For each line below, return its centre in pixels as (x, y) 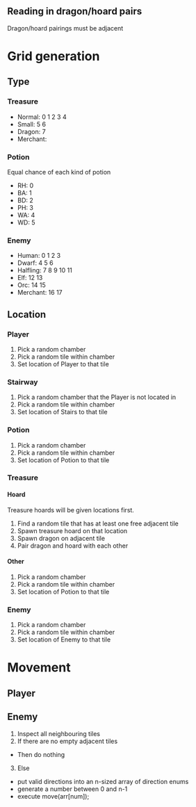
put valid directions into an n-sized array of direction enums (103, 781)
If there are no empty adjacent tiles (67, 741)
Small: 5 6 (32, 124)
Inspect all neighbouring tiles (59, 733)
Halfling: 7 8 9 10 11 (45, 270)
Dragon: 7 (32, 131)
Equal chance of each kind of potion (59, 172)
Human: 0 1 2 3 (39, 256)
